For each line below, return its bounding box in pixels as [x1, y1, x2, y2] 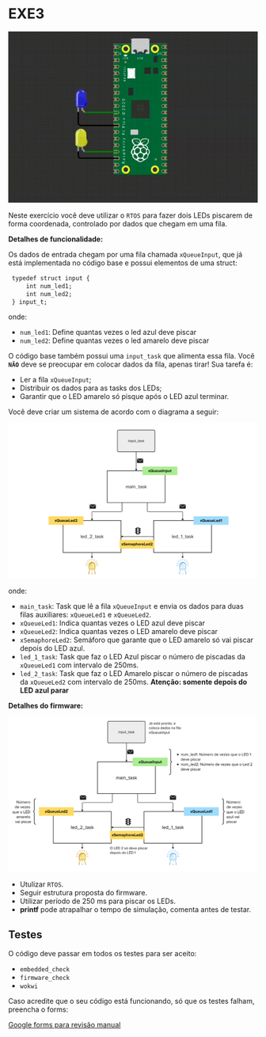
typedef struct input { [11, 275, 90, 283]
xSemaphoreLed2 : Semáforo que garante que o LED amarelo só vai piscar [19, 635, 254, 644]
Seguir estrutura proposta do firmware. [19, 888, 148, 898]
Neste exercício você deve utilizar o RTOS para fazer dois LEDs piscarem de [8, 211, 253, 220]
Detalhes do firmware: [8, 701, 83, 710]
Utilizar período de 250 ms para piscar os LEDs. [19, 896, 177, 906]
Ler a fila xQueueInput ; [19, 375, 92, 385]
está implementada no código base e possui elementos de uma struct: [8, 258, 237, 268]
